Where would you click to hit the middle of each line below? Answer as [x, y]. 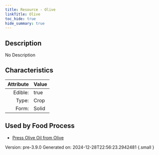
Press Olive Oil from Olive [38, 137]
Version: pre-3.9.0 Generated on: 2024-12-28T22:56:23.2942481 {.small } [80, 147]
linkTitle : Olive [23, 14]
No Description [20, 55]
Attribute [18, 84]
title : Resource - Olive [30, 10]
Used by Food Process [40, 126]
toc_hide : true [21, 19]
